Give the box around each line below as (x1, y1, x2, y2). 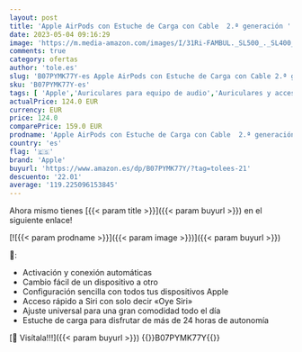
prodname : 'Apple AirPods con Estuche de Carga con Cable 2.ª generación (9, 131, 296, 140)
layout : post (9, 13, 58, 23)
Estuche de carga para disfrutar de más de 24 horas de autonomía (22, 315, 270, 326)
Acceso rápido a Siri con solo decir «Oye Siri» (22, 296, 193, 307)
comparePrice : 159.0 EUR (9, 122, 102, 131)
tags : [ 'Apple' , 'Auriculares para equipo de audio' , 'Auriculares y (9, 88, 271, 97)
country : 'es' (9, 139, 63, 148)
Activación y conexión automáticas (22, 267, 153, 278)
